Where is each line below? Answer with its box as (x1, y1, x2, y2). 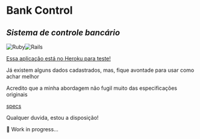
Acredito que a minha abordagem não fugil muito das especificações (6, 84, 178, 92)
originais (6, 91, 28, 98)
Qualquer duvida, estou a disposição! (6, 114, 99, 121)
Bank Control (6, 4, 73, 17)
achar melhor (6, 73, 39, 80)
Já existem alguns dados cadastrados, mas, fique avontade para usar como (6, 67, 195, 74)
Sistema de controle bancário (6, 28, 120, 38)
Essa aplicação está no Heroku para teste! (6, 55, 111, 62)
